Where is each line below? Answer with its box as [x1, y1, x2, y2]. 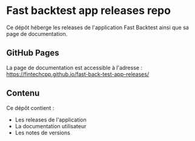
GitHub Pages [6, 48, 59, 58]
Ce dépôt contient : [6, 104, 55, 111]
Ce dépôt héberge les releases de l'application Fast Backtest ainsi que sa [6, 24, 189, 31]
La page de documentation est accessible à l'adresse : [6, 64, 142, 71]
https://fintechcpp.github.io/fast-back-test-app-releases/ [6, 70, 150, 78]
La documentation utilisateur [15, 122, 87, 129]
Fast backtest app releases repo [6, 4, 171, 18]
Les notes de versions [15, 129, 71, 136]
